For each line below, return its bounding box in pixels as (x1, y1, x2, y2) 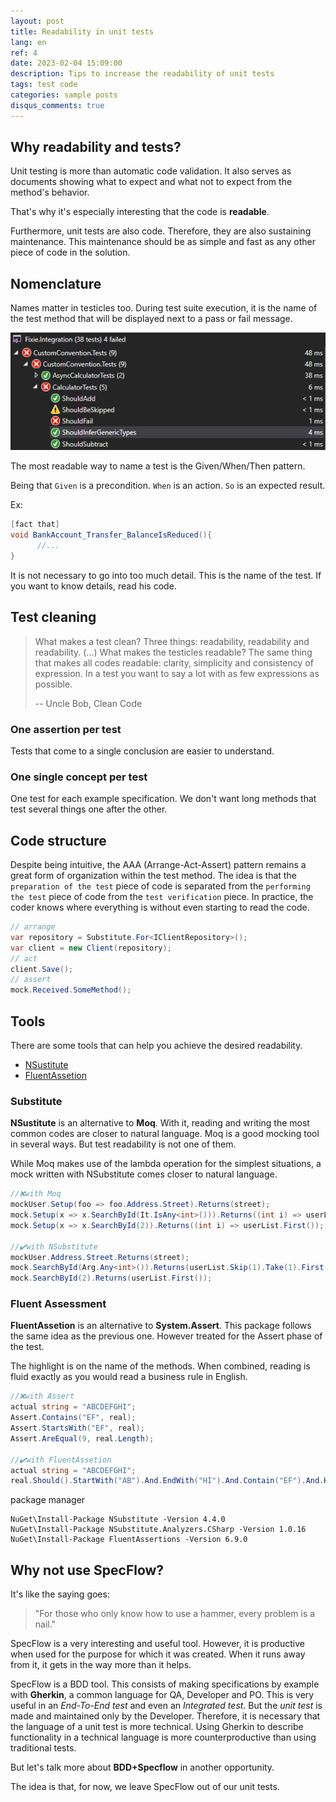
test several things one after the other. (10, 803, 168, 815)
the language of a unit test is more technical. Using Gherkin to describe (10, 1721, 304, 1733)
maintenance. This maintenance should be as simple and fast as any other (10, 236, 317, 248)
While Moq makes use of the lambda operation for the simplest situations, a (10, 1158, 322, 1170)
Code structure (10, 832, 107, 849)
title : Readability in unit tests (10, 26, 155, 37)
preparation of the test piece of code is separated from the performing (10, 880, 311, 892)
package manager (10, 1494, 86, 1506)
